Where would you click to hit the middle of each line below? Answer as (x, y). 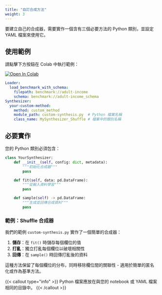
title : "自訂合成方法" (26, 10)
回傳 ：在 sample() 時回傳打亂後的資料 (50, 255)
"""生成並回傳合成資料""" (45, 203)
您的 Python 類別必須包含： (33, 148)
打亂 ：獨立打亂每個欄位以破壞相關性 (48, 249)
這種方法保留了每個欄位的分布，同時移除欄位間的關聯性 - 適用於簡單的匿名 (80, 265)
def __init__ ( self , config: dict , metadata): (61, 162)
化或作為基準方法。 (24, 271)
